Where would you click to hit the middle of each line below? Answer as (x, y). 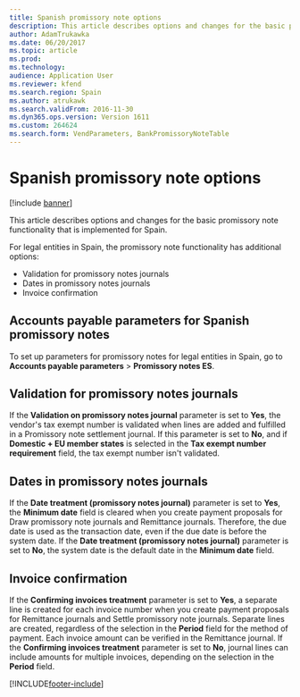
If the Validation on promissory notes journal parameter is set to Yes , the (145, 416)
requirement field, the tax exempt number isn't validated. (115, 453)
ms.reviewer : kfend (46, 84)
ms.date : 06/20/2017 (48, 42)
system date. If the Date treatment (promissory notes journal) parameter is (149, 541)
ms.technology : (37, 68)
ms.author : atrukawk (48, 101)
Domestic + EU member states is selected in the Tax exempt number (138, 444)
